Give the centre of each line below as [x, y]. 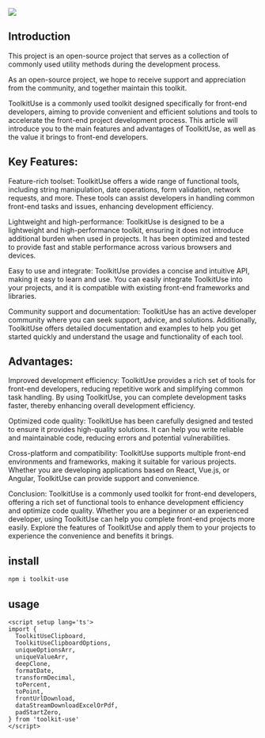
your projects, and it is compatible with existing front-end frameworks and [129, 287]
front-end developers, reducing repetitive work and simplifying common [126, 389]
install [24, 561]
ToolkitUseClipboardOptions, [63, 643]
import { [23, 629]
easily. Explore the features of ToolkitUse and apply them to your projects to [132, 528]
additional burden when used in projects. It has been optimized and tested [129, 239]
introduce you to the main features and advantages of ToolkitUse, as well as [132, 128]
